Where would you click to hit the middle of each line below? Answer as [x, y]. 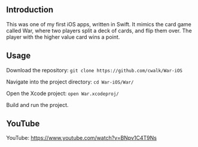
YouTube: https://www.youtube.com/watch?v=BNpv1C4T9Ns [82, 138]
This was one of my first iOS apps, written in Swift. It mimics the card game [99, 24]
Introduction [30, 10]
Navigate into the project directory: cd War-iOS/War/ [70, 82]
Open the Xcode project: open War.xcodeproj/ [63, 93]
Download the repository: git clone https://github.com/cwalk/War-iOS [95, 70]
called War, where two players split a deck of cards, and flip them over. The [99, 30]
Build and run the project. [37, 105]
